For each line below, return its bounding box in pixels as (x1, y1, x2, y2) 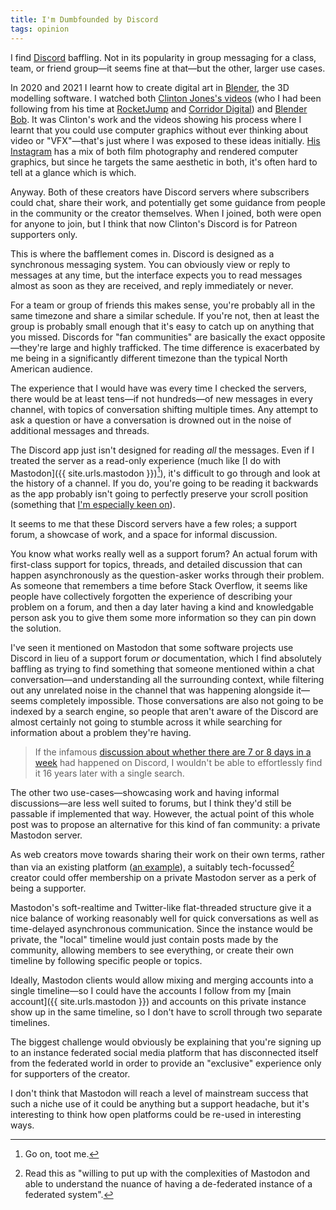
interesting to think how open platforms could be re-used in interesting (10, 1108, 302, 1120)
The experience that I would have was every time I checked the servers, (10, 382, 307, 394)
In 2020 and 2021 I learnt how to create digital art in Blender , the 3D (10, 81, 290, 93)
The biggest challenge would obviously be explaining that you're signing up (10, 1036, 322, 1048)
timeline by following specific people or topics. (10, 954, 203, 966)
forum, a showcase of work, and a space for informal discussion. (10, 529, 278, 541)
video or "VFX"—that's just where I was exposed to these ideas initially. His (10, 134, 321, 146)
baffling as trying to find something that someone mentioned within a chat (10, 663, 315, 675)
